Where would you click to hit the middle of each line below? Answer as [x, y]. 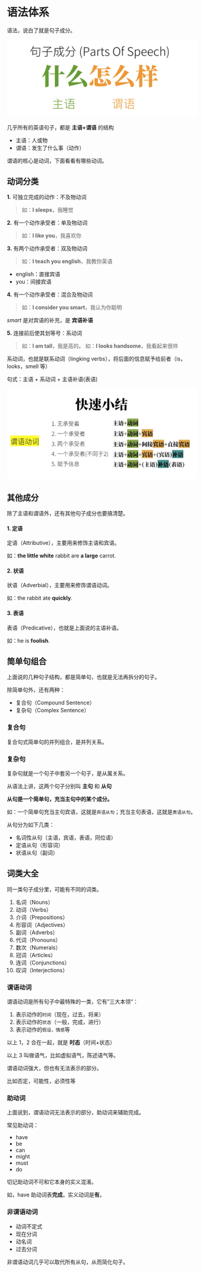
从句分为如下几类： [31, 824]
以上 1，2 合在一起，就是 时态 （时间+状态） [61, 1042]
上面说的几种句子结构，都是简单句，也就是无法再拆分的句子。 [84, 677]
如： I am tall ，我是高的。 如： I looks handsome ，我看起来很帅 [100, 346]
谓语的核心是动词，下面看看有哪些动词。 [57, 160]
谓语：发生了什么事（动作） [50, 148]
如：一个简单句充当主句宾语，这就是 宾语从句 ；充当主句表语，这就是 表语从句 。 [102, 811]
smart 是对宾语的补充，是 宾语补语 [50, 320]
